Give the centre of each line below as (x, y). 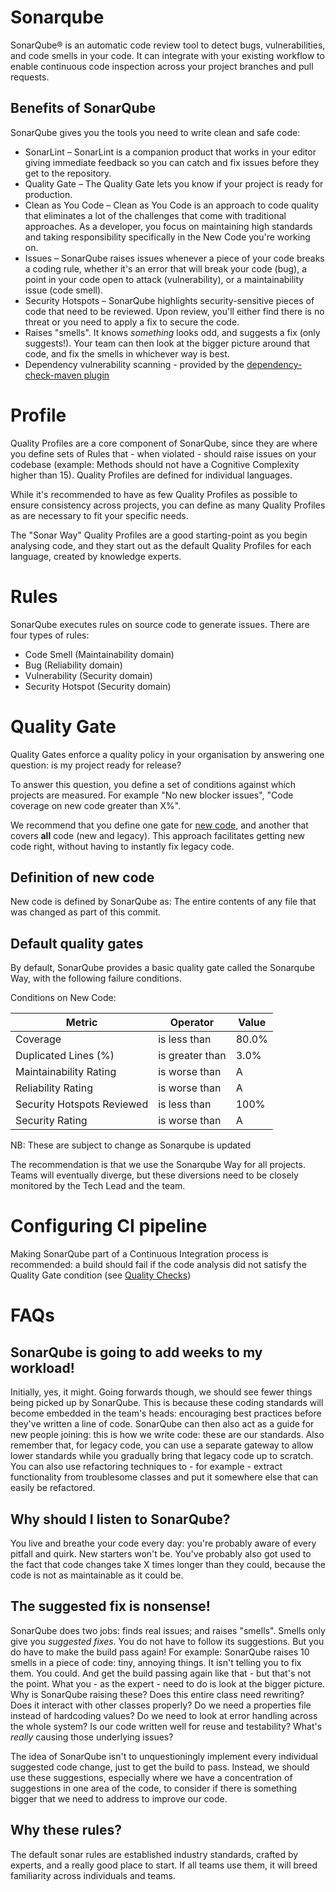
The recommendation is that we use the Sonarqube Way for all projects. (158, 1165)
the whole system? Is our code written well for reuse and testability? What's (166, 1726)
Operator (192, 1023)
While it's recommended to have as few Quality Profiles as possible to (154, 494)
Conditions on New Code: (63, 998)
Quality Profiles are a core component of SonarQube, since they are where (164, 443)
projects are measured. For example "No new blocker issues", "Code (152, 795)
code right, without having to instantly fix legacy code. (122, 846)
